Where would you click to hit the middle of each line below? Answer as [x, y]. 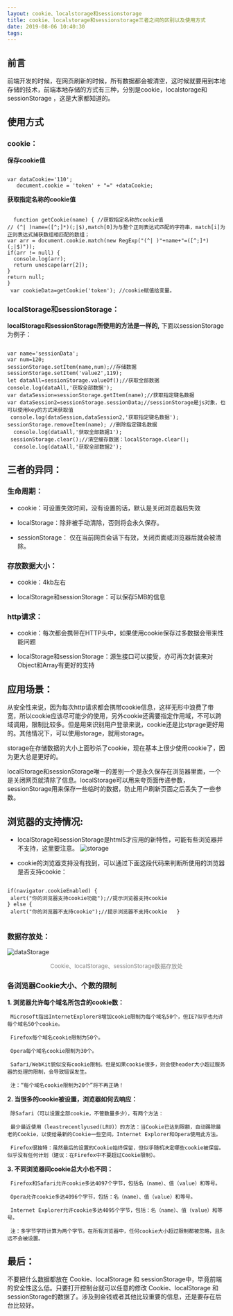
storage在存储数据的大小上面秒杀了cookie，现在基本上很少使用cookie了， [113, 748]
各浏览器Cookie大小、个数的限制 [62, 985]
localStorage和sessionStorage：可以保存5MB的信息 [91, 597]
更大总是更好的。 [37, 757]
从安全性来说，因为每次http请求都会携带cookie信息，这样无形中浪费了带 [111, 707]
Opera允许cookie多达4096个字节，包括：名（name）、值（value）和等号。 [103, 1197]
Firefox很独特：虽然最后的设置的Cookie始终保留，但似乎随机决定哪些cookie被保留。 [117, 1148]
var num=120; [26, 360]
